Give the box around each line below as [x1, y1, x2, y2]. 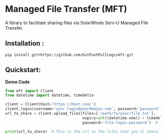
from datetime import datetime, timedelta [5, 93, 94, 98]
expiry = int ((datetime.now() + [82, 115, 145, 120]
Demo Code [5, 79, 30, 85]
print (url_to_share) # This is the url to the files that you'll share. [5, 129, 161, 134]
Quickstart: [5, 66, 41, 74]
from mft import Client [5, 88, 54, 93]
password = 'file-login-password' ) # [82, 120, 158, 125]
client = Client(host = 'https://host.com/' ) [5, 102, 96, 107]
